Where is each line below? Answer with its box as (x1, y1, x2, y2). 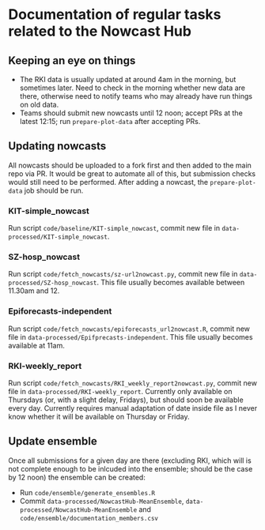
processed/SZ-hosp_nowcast (8, 279, 97, 288)
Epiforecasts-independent (8, 306, 112, 317)
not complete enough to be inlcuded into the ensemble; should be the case (8, 464, 253, 473)
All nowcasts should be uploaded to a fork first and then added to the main (8, 160, 252, 170)
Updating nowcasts (8, 140, 107, 153)
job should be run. (24, 186, 84, 195)
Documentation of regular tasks (8, 6, 221, 24)
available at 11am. (8, 340, 65, 350)
